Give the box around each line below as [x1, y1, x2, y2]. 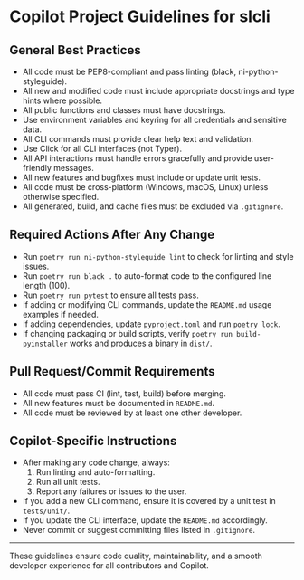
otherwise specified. [22, 192, 100, 202]
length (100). [22, 280, 71, 290]
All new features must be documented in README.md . [22, 397, 215, 408]
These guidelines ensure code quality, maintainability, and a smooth [9, 550, 262, 562]
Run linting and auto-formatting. [35, 467, 156, 478]
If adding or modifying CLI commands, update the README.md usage [22, 299, 272, 309]
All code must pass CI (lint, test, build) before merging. [22, 387, 226, 399]
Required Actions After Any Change [9, 227, 215, 242]
